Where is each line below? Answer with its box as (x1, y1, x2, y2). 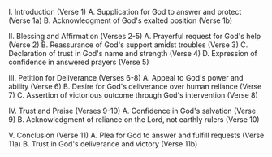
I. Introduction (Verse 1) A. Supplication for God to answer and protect (8, 7, 242, 16)
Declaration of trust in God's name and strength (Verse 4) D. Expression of (8, 49, 257, 58)
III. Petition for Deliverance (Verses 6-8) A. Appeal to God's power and (8, 73, 244, 82)
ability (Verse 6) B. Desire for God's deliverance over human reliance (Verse (8, 81, 262, 91)
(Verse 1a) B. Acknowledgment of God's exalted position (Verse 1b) (8, 15, 233, 25)
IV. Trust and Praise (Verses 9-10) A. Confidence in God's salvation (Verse (8, 106, 257, 116)
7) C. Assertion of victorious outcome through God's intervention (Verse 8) (8, 90, 258, 100)
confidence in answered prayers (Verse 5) (8, 57, 149, 67)
